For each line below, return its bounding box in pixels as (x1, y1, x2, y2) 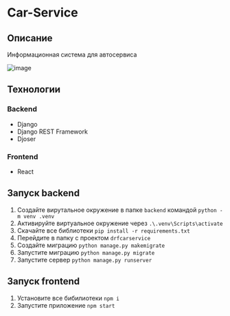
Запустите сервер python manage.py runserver (16, 255, 152, 264)
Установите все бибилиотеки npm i (16, 294, 120, 302)
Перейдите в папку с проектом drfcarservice (16, 233, 151, 242)
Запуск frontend (7, 275, 80, 287)
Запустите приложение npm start (16, 301, 115, 309)
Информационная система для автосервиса (7, 50, 137, 59)
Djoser (16, 134, 36, 143)
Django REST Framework (16, 127, 88, 136)
